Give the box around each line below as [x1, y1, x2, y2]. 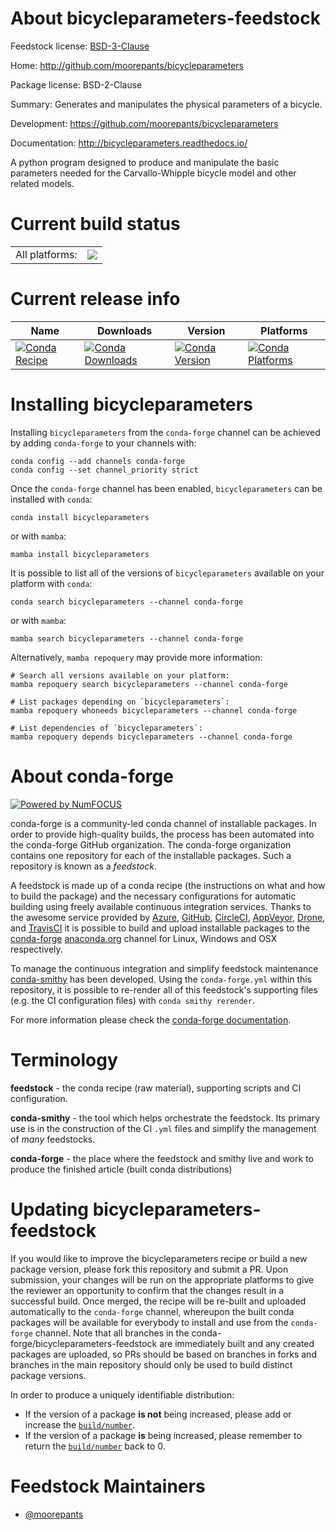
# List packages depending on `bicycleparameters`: [10, 697, 230, 707]
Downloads [96, 323, 153, 337]
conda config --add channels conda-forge [10, 456, 186, 466]
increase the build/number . [24, 1418, 136, 1431]
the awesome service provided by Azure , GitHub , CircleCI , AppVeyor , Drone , [10, 911, 326, 923]
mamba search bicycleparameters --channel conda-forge [10, 633, 244, 644]
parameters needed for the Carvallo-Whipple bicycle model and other [10, 167, 297, 179]
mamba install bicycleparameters [10, 549, 150, 559]
